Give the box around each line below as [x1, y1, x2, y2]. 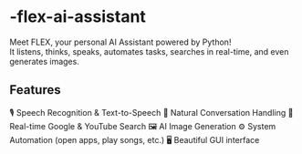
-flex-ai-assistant [9, 6, 146, 27]
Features [9, 82, 61, 98]
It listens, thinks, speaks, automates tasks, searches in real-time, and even [9, 46, 289, 56]
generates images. [9, 56, 79, 67]
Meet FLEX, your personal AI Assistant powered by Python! [9, 36, 232, 47]
